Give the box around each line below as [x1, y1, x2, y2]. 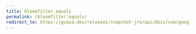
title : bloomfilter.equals [6, 8, 72, 14]
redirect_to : [6, 19, 38, 25]
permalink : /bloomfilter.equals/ [6, 14, 87, 20]
